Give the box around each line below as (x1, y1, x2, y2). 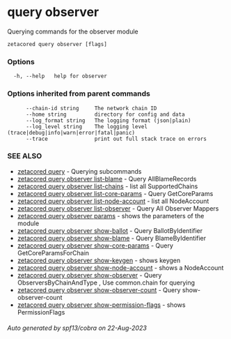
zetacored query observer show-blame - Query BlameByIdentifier (17, 234, 207, 242)
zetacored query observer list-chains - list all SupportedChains (17, 182, 198, 190)
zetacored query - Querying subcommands (17, 167, 142, 175)
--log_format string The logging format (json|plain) (25, 116, 191, 124)
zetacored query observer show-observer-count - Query (17, 285, 181, 294)
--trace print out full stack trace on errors (25, 135, 207, 142)
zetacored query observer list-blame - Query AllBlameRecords (17, 174, 197, 183)
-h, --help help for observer (13, 73, 108, 80)
